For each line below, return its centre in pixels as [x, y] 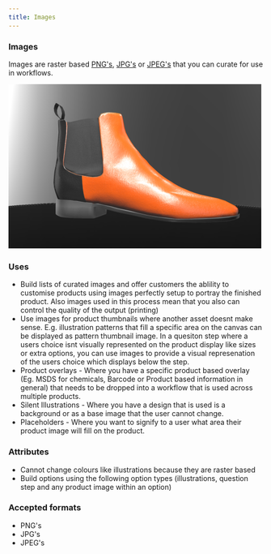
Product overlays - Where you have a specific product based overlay [135, 371]
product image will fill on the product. [83, 431]
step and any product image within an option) [96, 487]
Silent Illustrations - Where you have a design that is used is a [123, 405]
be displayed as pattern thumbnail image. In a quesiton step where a [134, 336]
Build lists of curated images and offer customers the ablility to [124, 285]
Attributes [29, 452]
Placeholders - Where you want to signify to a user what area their [131, 423]
